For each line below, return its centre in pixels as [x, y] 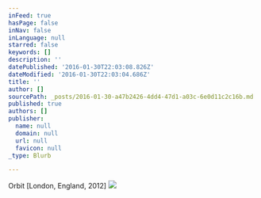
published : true [35, 104]
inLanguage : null [37, 38]
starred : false [33, 45]
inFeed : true [30, 15]
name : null [33, 126]
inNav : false [30, 30]
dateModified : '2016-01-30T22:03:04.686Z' [79, 74]
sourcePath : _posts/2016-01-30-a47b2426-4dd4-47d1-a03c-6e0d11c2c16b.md [131, 97]
